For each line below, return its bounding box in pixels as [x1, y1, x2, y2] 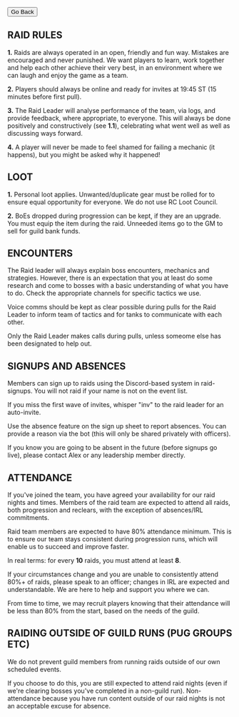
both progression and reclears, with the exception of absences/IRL [7, 506, 203, 514]
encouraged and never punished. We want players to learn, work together [7, 56, 225, 64]
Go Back [11, 8, 34, 16]
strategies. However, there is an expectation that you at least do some [7, 274, 213, 282]
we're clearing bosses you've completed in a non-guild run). [7, 686, 185, 695]
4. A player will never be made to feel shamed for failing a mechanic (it [7, 143, 215, 151]
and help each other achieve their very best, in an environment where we [7, 63, 223, 71]
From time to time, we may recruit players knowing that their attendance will [7, 599, 230, 608]
